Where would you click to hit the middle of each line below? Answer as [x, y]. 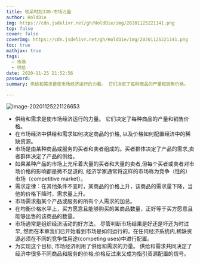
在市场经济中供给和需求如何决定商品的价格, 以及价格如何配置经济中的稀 [103, 134]
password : [19, 78]
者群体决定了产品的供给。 [46, 156]
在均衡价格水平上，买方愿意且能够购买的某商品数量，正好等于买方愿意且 [104, 208]
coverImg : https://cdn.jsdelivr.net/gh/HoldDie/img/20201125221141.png [97, 40]
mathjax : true [24, 51]
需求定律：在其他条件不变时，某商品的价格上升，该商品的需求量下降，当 [104, 186]
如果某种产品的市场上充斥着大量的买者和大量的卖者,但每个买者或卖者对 [102, 164]
